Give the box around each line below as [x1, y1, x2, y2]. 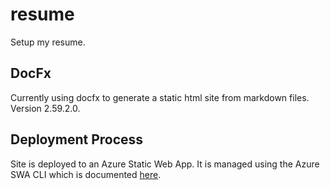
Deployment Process [10, 131, 144, 148]
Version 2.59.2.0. [10, 102, 81, 114]
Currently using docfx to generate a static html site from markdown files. [10, 91, 310, 103]
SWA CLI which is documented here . [10, 168, 162, 180]
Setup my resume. [10, 36, 86, 48]
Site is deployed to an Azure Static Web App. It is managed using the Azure [10, 158, 320, 170]
